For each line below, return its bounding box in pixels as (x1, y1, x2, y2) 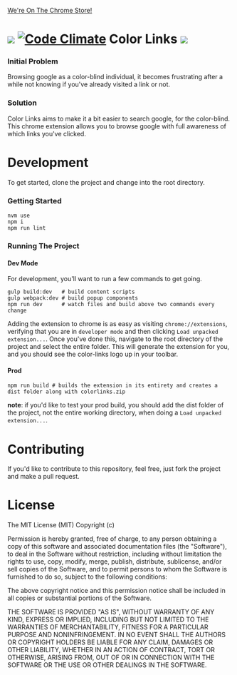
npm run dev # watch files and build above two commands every (7, 301, 215, 308)
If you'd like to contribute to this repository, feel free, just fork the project (7, 465, 221, 473)
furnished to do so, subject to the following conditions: (7, 572, 167, 581)
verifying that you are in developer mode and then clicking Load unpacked (7, 328, 218, 336)
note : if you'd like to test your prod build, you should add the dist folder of (7, 401, 224, 410)
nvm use (7, 212, 31, 220)
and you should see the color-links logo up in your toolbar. (7, 350, 179, 359)
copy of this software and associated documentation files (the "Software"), (7, 542, 228, 551)
